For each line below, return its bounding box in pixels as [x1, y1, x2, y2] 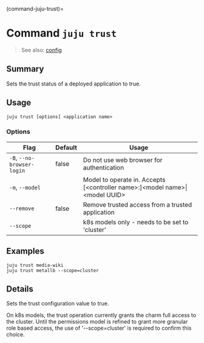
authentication [83, 163, 124, 171]
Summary [6, 64, 44, 75]
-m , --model [9, 183, 41, 191]
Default [55, 143, 78, 152]
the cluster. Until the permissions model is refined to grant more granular [6, 318, 188, 325]
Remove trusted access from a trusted [83, 200, 192, 208]
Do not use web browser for [83, 156, 163, 164]
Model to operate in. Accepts [83, 175, 166, 184]
